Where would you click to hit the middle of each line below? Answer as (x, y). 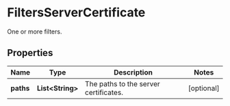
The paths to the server (122, 83)
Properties (30, 53)
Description (133, 72)
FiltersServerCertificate (76, 13)
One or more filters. (35, 31)
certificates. (104, 92)
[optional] (204, 88)
